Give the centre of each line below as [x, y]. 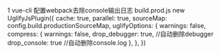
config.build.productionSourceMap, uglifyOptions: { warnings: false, [107, 26]
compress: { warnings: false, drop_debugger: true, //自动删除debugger [110, 34]
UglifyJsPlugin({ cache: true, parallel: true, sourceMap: [87, 18]
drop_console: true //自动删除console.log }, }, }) [77, 43]
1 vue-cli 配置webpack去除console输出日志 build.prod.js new [96, 10]
